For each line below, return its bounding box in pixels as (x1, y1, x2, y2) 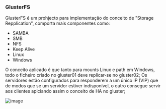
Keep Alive (12, 46, 35, 52)
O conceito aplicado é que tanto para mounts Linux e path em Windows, (5, 67, 155, 73)
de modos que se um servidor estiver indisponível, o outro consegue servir (5, 83, 161, 89)
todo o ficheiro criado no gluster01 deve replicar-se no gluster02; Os (5, 72, 147, 78)
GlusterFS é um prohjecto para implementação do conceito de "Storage (5, 15, 154, 21)
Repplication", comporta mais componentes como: (5, 20, 110, 26)
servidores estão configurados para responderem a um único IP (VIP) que (5, 77, 158, 84)
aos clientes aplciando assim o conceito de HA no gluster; (5, 88, 126, 94)
